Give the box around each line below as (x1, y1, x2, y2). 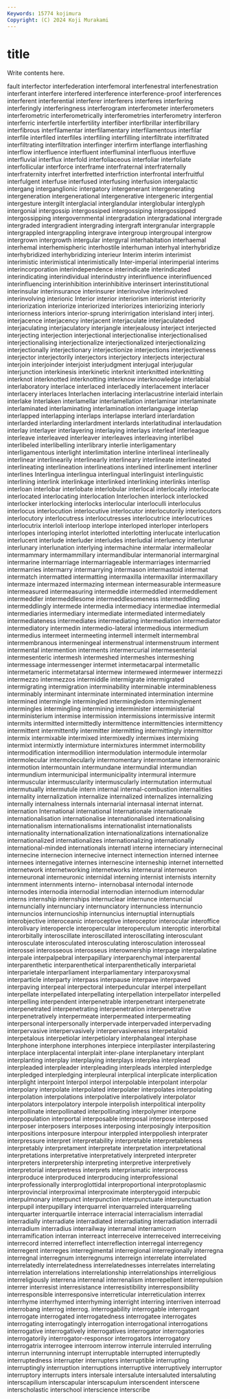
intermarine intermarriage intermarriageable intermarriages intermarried (7, 558, 211, 566)
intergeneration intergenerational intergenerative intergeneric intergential (7, 192, 214, 201)
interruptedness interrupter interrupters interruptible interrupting (7, 1356, 189, 1365)
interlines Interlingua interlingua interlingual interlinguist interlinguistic (7, 470, 204, 479)
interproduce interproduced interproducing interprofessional (7, 1173, 179, 1182)
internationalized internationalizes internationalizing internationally (7, 837, 194, 845)
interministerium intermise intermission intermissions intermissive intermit (7, 712, 216, 720)
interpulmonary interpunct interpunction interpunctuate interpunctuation (7, 1195, 211, 1203)
